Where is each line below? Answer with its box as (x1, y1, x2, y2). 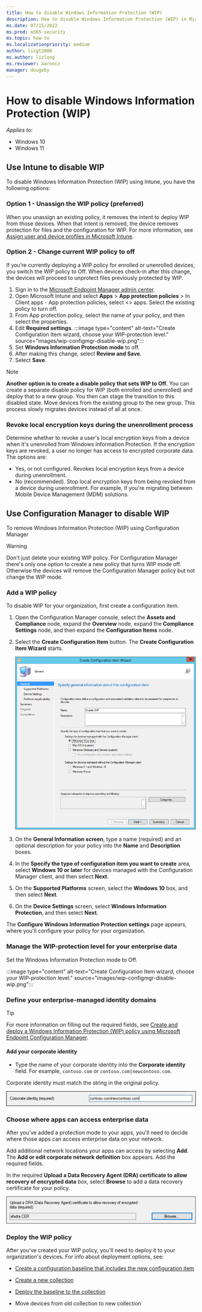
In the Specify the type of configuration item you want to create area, (14, 860, 191, 867)
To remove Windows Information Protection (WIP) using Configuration (6, 524, 180, 531)
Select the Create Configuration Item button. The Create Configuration (14, 638, 194, 646)
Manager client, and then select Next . (14, 873, 109, 881)
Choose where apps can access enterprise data (6, 1115, 148, 1124)
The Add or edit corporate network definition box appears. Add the (6, 1153, 176, 1161)
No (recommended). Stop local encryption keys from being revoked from (14, 478, 196, 485)
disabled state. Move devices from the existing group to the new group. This (6, 399, 195, 406)
